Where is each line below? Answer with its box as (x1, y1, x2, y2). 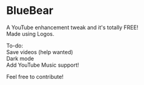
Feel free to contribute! (6, 73, 64, 80)
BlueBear (6, 4, 53, 18)
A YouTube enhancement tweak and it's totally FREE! (6, 24, 139, 31)
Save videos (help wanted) (6, 48, 74, 55)
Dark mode (6, 55, 35, 62)
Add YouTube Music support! (6, 61, 80, 69)
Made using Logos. (6, 30, 55, 37)
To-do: (6, 42, 23, 49)
